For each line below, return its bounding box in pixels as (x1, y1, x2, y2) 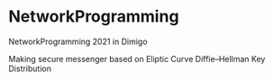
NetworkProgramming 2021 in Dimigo (8, 36, 148, 47)
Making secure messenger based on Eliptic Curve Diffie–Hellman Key (8, 53, 266, 64)
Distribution (8, 63, 51, 74)
